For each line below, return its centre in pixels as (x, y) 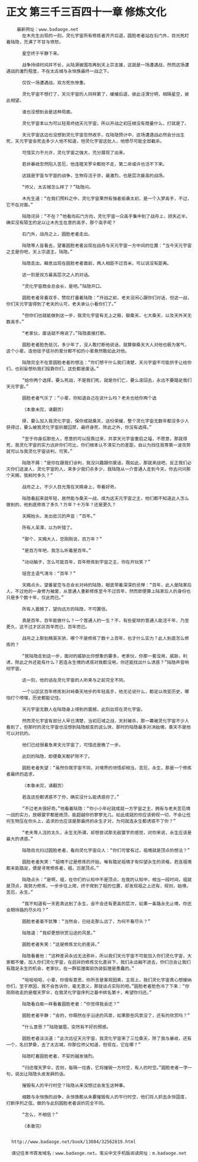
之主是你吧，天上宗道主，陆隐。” (39, 252)
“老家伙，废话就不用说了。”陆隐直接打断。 (65, 333)
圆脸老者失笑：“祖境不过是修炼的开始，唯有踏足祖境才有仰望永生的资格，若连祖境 (107, 862)
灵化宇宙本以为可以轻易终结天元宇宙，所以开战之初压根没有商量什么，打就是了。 (105, 123)
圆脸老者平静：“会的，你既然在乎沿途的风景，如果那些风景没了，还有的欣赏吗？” (106, 1015)
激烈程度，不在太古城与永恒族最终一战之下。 (66, 71)
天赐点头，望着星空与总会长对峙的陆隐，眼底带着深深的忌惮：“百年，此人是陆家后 (107, 585)
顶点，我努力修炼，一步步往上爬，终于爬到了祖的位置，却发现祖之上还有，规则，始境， (100, 886)
